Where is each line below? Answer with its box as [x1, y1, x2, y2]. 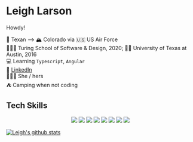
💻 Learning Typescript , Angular [6, 57, 85, 64]
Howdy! [6, 24, 26, 31]
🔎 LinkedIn [6, 66, 32, 73]
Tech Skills [6, 100, 48, 111]
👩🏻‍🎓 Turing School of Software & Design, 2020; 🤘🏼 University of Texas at [6, 44, 187, 51]
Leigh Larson [6, 4, 72, 18]
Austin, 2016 [6, 51, 37, 58]
